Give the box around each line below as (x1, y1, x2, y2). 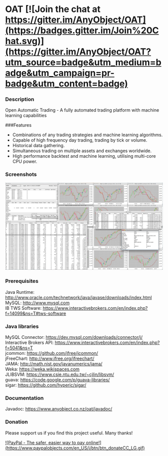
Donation (5, 418, 28, 425)
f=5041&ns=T (5, 344, 33, 351)
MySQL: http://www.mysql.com (5, 299, 70, 306)
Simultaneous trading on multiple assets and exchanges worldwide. (12, 148, 152, 154)
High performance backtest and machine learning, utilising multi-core (12, 153, 156, 159)
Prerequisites (5, 278, 38, 285)
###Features (5, 122, 31, 128)
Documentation (5, 394, 44, 401)
